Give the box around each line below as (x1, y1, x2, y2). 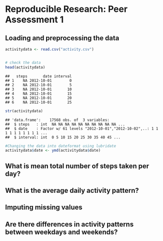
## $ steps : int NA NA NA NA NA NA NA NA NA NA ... (5, 121, 125, 127)
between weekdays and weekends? (5, 228, 118, 236)
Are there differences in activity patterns (5, 220, 134, 229)
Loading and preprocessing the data (5, 34, 119, 42)
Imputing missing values (5, 203, 83, 212)
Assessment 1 (5, 14, 64, 25)
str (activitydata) (5, 108, 43, 114)
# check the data (5, 60, 41, 65)
